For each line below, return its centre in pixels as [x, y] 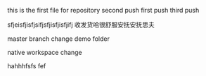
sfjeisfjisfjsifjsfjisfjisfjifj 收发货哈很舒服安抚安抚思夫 [81, 25]
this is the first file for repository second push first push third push [103, 10]
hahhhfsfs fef [27, 66]
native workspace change [45, 52]
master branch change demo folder [59, 39]
